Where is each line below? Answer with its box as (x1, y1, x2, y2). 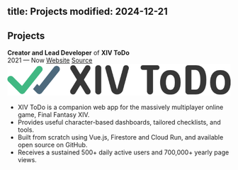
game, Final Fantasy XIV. (17, 110, 90, 119)
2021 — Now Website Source (7, 56, 93, 64)
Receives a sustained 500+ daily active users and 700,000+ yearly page (17, 148, 229, 157)
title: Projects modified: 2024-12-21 (7, 6, 168, 18)
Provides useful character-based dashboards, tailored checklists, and (17, 118, 221, 127)
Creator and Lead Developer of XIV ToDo (7, 49, 130, 57)
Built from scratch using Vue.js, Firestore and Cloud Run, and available (17, 133, 224, 142)
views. (17, 156, 37, 164)
